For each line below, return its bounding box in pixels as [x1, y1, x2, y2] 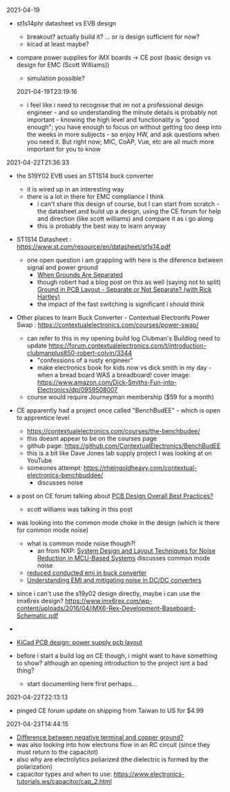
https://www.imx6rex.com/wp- [64, 597, 153, 605]
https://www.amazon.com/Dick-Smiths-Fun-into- [37, 378, 178, 386]
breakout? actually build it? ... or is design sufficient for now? [26, 32, 200, 41]
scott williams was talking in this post [26, 505, 133, 513]
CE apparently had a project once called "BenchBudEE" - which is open [16, 406, 220, 414]
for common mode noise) [16, 526, 89, 534]
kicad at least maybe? [26, 40, 89, 48]
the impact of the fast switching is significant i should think [37, 300, 205, 308]
